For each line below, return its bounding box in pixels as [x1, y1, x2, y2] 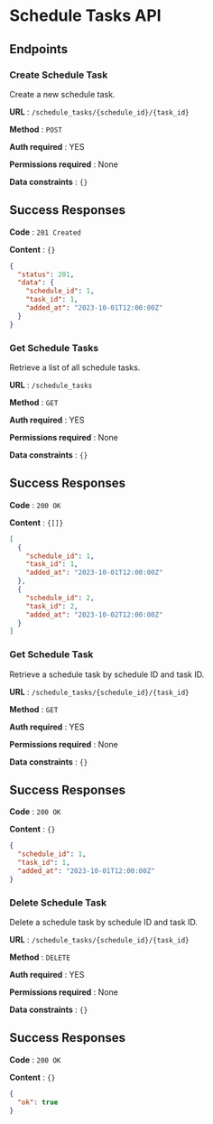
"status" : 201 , [17, 270, 75, 279]
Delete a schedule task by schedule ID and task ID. [9, 917, 199, 928]
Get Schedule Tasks [9, 341, 99, 354]
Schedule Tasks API [9, 5, 162, 26]
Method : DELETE [9, 952, 70, 962]
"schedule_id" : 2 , [25, 593, 95, 602]
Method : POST [9, 124, 63, 135]
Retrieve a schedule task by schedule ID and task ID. [9, 669, 205, 680]
